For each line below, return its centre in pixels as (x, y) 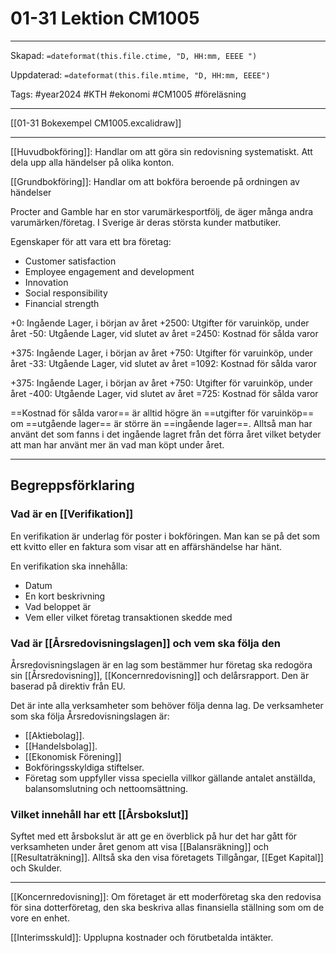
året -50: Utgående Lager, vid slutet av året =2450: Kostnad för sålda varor (164, 333)
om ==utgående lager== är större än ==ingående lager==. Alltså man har (161, 423)
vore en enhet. (40, 918)
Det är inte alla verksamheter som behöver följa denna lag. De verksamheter (167, 705)
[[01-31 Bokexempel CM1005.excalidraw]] (96, 123)
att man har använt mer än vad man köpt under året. (117, 444)
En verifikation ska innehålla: (69, 566)
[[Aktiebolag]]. (54, 735)
